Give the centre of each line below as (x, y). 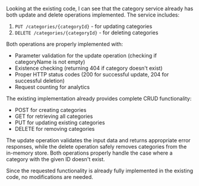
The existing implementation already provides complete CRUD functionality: (99, 98)
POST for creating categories (50, 110)
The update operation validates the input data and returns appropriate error (99, 140)
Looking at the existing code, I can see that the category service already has (100, 9)
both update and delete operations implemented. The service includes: (93, 15)
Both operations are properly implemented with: (65, 44)
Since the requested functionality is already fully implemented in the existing (100, 171)
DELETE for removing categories (55, 129)
